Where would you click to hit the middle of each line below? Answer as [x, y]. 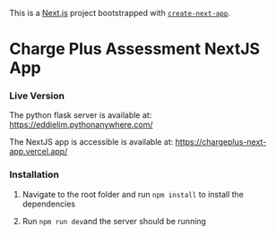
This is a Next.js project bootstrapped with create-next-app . [120, 13]
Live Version [37, 96]
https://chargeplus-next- [221, 142]
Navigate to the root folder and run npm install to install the [133, 194]
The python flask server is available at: [81, 115]
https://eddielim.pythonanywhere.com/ [81, 125]
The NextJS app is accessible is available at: [91, 142]
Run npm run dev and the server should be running [114, 221]
